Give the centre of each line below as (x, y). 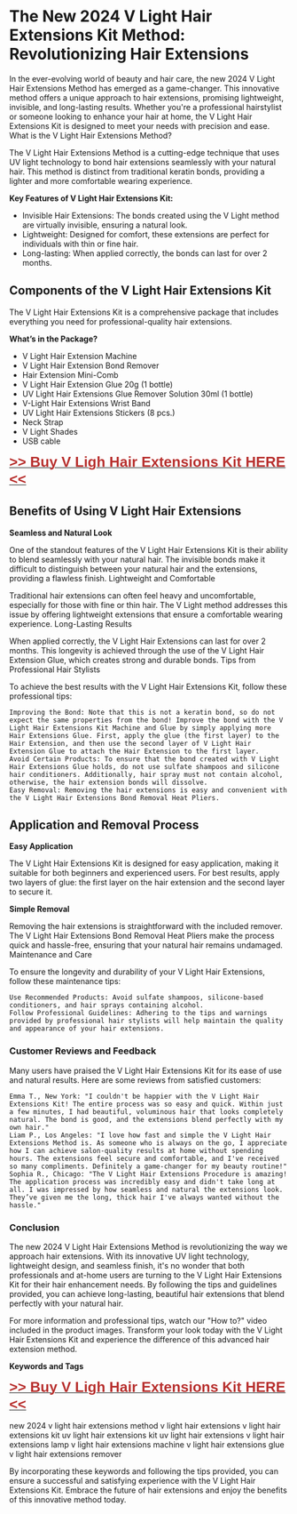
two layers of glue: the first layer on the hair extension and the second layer (147, 883)
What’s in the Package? (54, 339)
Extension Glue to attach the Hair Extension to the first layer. (134, 751)
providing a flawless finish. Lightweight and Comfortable (112, 578)
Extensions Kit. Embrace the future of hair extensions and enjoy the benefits (148, 1490)
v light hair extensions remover (66, 1454)
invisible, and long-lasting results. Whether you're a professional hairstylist (145, 107)
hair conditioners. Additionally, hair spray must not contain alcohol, (146, 774)
